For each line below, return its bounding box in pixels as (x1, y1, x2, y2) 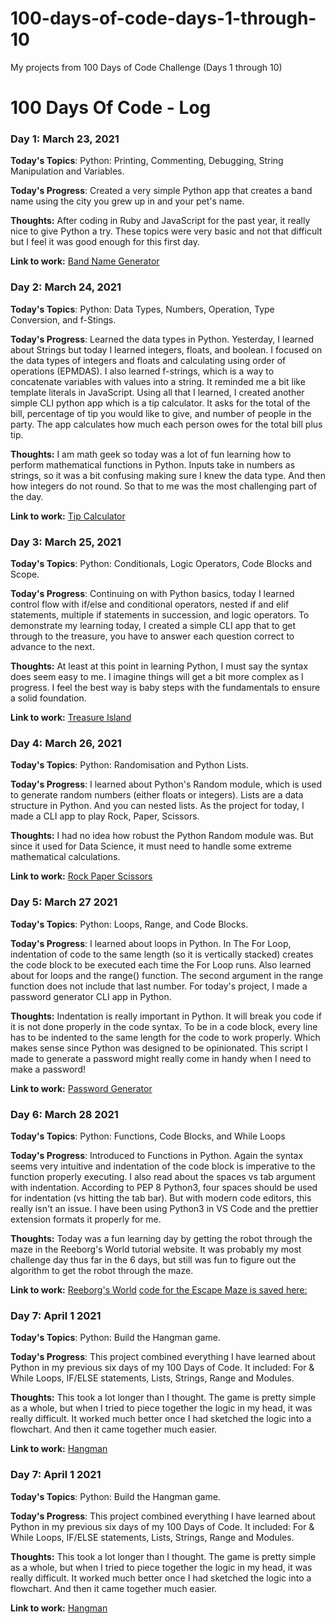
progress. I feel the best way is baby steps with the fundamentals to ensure (10, 682, 321, 694)
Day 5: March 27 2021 (10, 895, 118, 909)
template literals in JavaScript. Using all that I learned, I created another (10, 386, 305, 398)
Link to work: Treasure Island (10, 712, 132, 724)
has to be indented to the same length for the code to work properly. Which (10, 1031, 321, 1043)
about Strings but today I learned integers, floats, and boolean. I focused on (10, 343, 323, 356)
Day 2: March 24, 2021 (10, 280, 122, 294)
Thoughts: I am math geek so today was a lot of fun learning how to (10, 448, 292, 460)
